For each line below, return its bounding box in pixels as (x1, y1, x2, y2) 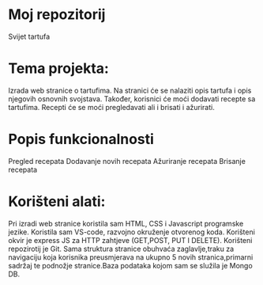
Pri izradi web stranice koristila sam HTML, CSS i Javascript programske (8, 218, 244, 228)
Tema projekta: (8, 59, 109, 78)
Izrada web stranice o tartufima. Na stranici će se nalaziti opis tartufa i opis (8, 85, 252, 95)
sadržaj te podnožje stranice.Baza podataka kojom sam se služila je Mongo (8, 260, 253, 270)
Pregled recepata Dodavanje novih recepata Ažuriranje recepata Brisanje (8, 156, 246, 165)
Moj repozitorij (8, 6, 106, 24)
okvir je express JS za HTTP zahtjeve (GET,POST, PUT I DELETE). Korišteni (8, 235, 253, 245)
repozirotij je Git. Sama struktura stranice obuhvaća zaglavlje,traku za (8, 244, 235, 253)
